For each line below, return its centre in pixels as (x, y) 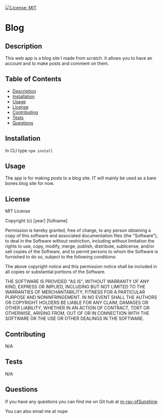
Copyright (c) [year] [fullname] (36, 221)
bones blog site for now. (30, 183)
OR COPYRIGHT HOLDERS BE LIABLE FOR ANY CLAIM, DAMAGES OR (77, 303)
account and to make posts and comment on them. (57, 63)
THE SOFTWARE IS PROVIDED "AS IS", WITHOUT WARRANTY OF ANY (77, 281)
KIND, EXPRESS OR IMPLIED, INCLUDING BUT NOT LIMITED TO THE (75, 287)
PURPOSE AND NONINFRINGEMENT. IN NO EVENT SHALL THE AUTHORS (81, 297)
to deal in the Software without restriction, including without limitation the (80, 241)
